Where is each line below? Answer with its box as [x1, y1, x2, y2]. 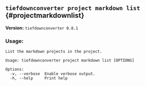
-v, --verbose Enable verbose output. [10, 71, 96, 76]
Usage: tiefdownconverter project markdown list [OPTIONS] [5, 58, 135, 63]
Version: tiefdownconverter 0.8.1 [5, 24, 78, 31]
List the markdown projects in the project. [5, 49, 102, 54]
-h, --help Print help [10, 76, 68, 81]
